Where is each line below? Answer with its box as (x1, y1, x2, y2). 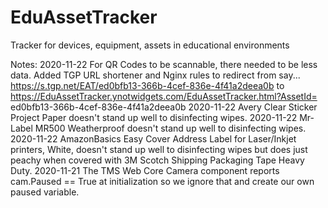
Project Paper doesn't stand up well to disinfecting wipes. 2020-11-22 (10, 111, 298, 123)
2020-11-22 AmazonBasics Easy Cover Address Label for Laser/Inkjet (10, 132, 297, 145)
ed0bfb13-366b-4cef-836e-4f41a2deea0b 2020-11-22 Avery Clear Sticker (10, 101, 318, 113)
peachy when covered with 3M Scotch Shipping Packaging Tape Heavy (10, 154, 305, 166)
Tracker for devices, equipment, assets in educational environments (10, 39, 290, 51)
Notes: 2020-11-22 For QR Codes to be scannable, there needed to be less (10, 58, 318, 70)
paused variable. (10, 186, 80, 198)
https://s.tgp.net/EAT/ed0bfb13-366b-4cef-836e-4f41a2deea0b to (10, 79, 285, 91)
